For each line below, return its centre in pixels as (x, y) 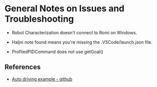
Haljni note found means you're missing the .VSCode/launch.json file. (82, 42)
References (23, 67)
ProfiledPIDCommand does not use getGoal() (58, 52)
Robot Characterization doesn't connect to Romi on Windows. (74, 32)
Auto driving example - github (42, 79)
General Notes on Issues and (65, 9)
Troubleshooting (39, 19)
